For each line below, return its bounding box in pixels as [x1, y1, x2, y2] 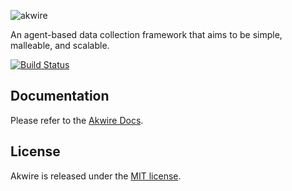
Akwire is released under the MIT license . [10, 170, 182, 182]
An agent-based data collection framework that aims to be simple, [10, 29, 283, 40]
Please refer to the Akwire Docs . [10, 114, 144, 126]
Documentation [10, 88, 110, 105]
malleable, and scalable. [10, 40, 110, 51]
